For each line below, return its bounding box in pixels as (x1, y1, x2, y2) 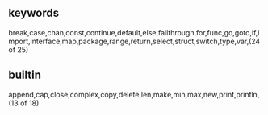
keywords (8, 6, 59, 20)
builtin (8, 68, 42, 82)
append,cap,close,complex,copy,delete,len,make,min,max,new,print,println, (8, 89, 260, 99)
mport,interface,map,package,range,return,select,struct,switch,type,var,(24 (8, 36, 261, 46)
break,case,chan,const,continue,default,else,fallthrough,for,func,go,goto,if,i (8, 27, 260, 37)
